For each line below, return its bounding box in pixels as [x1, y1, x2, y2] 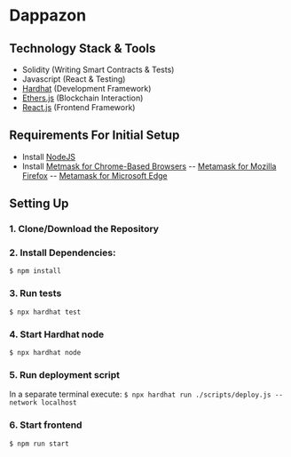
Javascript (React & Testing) [21, 74, 126, 84]
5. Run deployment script [9, 368, 120, 381]
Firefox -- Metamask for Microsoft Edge [21, 170, 168, 180]
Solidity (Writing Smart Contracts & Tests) [21, 64, 175, 75]
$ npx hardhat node [9, 349, 82, 357]
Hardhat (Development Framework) [21, 84, 152, 93]
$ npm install [9, 267, 62, 276]
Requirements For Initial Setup [9, 128, 180, 143]
